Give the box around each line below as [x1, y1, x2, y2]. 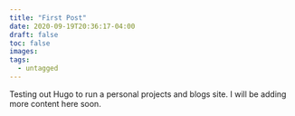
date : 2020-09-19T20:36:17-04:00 [9, 22, 136, 31]
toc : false [9, 38, 51, 48]
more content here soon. [9, 98, 101, 109]
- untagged [17, 64, 59, 73]
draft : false [9, 30, 59, 39]
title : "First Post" [9, 13, 88, 23]
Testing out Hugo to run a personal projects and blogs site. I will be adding [9, 88, 287, 100]
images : [9, 47, 39, 56]
